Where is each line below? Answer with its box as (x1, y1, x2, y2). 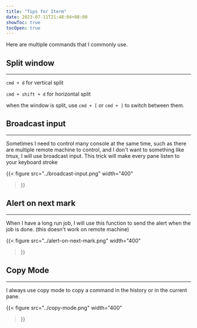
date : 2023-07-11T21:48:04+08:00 (6, 14, 88, 20)
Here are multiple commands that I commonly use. (6, 41, 128, 48)
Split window (6, 58, 55, 68)
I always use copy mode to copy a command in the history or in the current (6, 286, 188, 293)
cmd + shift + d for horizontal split (6, 90, 91, 97)
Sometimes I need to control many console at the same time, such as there (6, 140, 186, 147)
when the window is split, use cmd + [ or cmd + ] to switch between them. (6, 102, 185, 109)
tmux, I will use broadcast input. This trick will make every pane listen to (6, 152, 180, 159)
